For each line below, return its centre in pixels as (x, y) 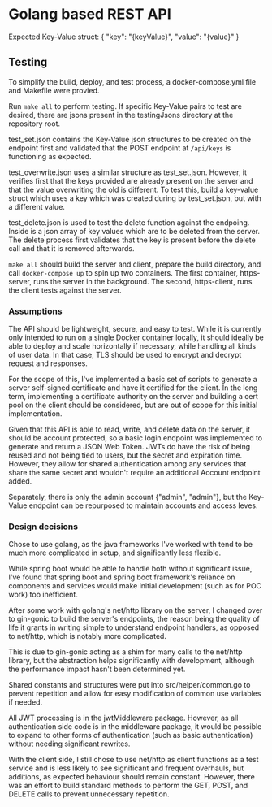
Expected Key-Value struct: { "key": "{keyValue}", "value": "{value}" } (124, 37)
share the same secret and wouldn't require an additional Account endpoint (135, 473)
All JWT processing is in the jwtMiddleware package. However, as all (123, 718)
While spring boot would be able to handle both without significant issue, (130, 569)
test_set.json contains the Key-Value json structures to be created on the (130, 139)
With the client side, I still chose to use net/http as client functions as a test (134, 760)
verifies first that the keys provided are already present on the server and (131, 180)
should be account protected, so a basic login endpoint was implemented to (135, 438)
